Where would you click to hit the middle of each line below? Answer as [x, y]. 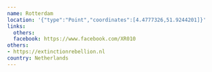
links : [16, 26]
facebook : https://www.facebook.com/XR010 [75, 39]
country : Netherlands [38, 58]
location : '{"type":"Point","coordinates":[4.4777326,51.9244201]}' [107, 20]
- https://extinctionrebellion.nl [56, 52]
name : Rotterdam [30, 13]
